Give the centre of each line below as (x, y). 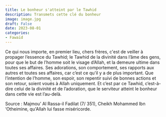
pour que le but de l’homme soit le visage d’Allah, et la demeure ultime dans (83, 62)
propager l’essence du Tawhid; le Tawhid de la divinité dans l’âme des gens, (83, 57)
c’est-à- (153, 83)
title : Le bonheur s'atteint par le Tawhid (51, 10)
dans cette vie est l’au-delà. (34, 94)
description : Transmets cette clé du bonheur (53, 14)
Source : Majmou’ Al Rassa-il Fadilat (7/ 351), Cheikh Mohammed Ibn (75, 104)
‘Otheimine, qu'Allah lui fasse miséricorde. (48, 109)
